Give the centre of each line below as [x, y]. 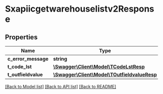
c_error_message [28, 59]
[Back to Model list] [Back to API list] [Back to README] [61, 86]
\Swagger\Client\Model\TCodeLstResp [99, 67]
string [60, 59]
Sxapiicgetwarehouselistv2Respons [80, 9]
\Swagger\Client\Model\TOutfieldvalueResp [105, 75]
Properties [21, 37]
